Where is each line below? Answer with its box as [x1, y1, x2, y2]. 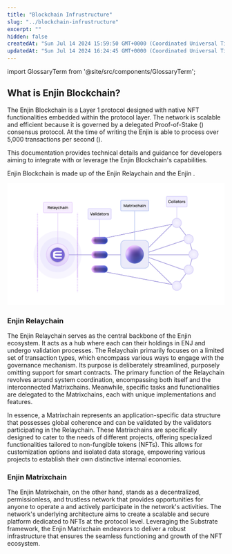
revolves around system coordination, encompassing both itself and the [7, 376, 211, 384]
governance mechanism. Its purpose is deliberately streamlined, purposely [7, 361, 220, 370]
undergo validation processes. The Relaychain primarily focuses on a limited [7, 346, 224, 355]
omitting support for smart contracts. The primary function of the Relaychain [7, 368, 225, 376]
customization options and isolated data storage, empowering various [7, 448, 206, 456]
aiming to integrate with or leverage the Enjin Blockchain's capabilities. [7, 155, 209, 164]
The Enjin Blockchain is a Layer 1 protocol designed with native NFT [7, 106, 200, 114]
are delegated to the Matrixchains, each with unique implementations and [7, 390, 216, 399]
